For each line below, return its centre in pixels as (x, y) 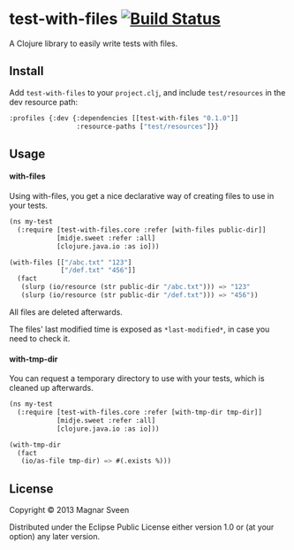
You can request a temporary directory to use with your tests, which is (137, 378)
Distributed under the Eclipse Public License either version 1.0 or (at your (142, 527)
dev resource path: (44, 102)
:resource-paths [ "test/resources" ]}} (147, 126)
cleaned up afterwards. (52, 388)
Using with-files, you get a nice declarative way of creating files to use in (142, 196)
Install (26, 71)
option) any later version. (54, 537)
